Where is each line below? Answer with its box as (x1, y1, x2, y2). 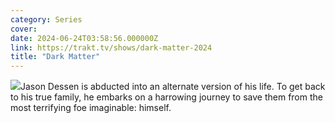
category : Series (10, 14, 83, 25)
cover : (10, 24, 38, 34)
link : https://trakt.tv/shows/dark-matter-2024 (10, 42, 213, 53)
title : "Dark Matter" (10, 52, 101, 62)
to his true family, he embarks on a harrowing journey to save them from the (10, 91, 323, 103)
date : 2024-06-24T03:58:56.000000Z (10, 33, 159, 43)
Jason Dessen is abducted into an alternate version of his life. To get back (20, 81, 326, 93)
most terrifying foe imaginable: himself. (10, 102, 172, 114)
